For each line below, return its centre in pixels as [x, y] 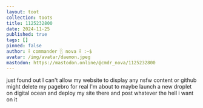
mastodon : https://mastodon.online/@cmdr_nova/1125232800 [81, 62]
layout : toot [23, 12]
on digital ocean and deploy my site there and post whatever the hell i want [100, 93]
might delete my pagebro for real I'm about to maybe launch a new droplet [99, 86]
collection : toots [29, 18]
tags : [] [17, 40]
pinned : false [24, 46]
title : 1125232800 [29, 23]
